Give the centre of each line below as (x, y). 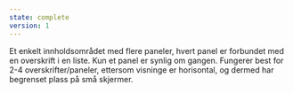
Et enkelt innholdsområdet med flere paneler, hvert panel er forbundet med (147, 50)
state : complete (39, 17)
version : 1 (29, 26)
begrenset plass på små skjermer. (71, 79)
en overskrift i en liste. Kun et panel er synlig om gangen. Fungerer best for (146, 60)
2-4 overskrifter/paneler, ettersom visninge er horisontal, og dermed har (142, 70)
